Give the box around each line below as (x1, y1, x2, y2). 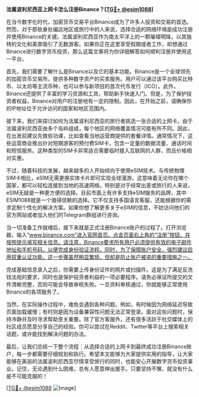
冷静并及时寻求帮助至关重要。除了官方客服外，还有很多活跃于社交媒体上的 (11, 316, 193, 322)
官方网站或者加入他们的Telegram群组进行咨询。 (6, 211, 123, 218)
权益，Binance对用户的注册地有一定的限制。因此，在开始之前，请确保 (16, 98, 187, 104)
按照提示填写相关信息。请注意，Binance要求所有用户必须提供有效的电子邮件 (6, 239, 192, 246)
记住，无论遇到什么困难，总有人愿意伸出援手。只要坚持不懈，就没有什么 (16, 365, 193, 372)
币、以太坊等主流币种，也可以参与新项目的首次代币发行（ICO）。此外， (6, 83, 179, 89)
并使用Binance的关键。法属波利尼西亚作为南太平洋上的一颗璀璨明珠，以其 (6, 33, 187, 40)
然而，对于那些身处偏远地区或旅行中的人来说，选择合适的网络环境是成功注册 (6, 26, 193, 33)
